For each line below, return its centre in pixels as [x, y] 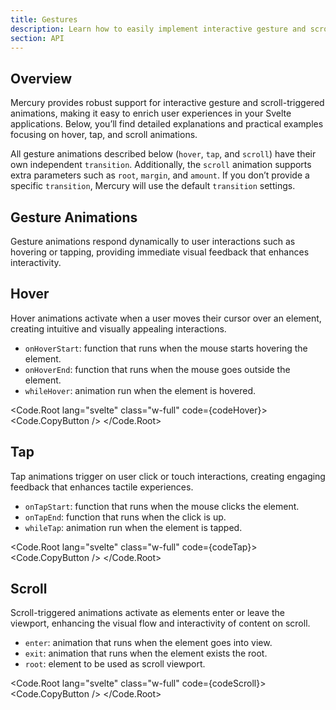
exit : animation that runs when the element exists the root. [146, 653]
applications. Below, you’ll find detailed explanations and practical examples [167, 124]
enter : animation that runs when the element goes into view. [148, 643]
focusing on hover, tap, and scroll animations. [104, 135]
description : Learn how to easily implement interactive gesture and [158, 29]
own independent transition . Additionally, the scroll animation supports [161, 165]
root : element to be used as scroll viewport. [115, 664]
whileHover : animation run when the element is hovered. [140, 390]
